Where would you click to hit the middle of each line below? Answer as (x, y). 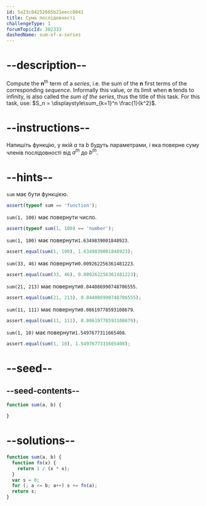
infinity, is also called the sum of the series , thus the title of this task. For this (103, 97)
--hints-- (30, 177)
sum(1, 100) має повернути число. (52, 217)
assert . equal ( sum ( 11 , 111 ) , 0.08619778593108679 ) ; (73, 320)
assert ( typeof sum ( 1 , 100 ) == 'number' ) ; (60, 229)
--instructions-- (48, 128)
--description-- (47, 65)
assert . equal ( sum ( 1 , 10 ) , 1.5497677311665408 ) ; (69, 344)
